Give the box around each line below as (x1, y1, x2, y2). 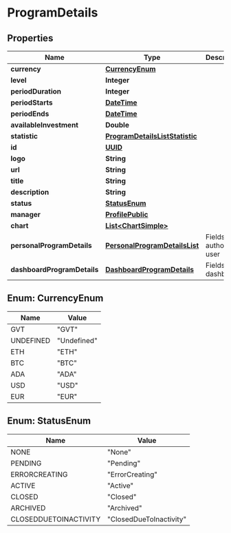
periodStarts (10, 98, 53, 107)
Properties (7, 32, 54, 44)
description (10, 187, 49, 197)
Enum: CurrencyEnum (7, 293, 104, 304)
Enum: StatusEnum (7, 415, 91, 427)
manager (10, 210, 41, 219)
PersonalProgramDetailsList (105, 241, 199, 250)
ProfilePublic (105, 210, 148, 219)
